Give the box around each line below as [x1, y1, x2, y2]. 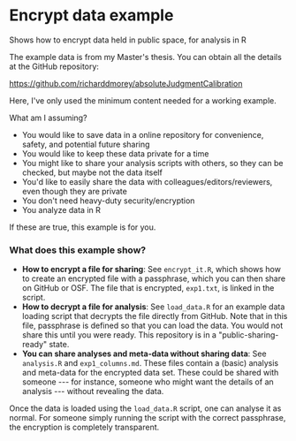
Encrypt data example [9, 5, 174, 26]
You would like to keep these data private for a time [21, 148, 209, 159]
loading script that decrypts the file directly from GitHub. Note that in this [21, 311, 288, 322]
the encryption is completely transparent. [9, 422, 160, 433]
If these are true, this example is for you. [9, 222, 156, 232]
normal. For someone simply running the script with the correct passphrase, [9, 413, 286, 423]
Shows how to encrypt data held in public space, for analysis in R [9, 34, 247, 45]
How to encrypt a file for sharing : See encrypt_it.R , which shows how [21, 264, 281, 275]
